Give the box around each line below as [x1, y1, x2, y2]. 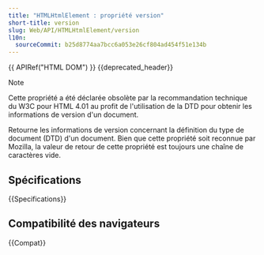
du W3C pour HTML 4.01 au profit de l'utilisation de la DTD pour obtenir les [8, 102, 253, 111]
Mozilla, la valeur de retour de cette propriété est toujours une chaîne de [8, 142, 243, 152]
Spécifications [8, 173, 81, 186]
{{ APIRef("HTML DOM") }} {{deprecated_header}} [8, 62, 174, 72]
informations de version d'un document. [8, 110, 139, 119]
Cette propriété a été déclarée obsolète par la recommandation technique [8, 93, 248, 103]
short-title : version [8, 19, 80, 27]
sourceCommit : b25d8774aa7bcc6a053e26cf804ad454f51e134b [15, 41, 207, 49]
